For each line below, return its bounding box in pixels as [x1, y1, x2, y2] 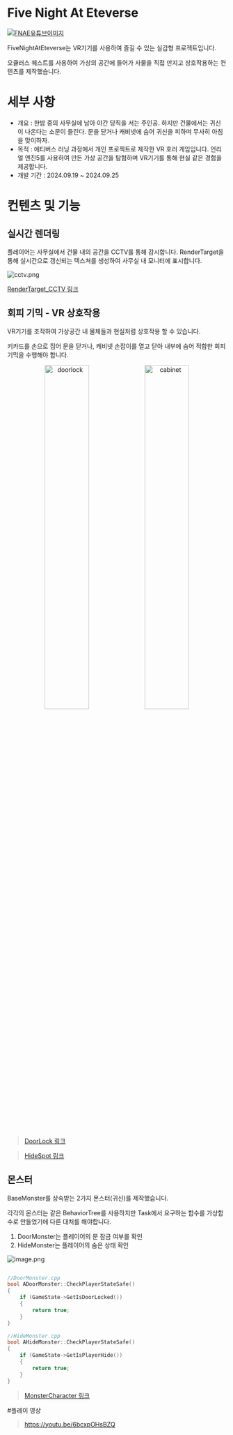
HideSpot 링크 [24, 1151, 65, 1159]
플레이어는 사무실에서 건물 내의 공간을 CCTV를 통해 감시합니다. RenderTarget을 [7, 248, 225, 256]
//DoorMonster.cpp [7, 1275, 61, 1282]
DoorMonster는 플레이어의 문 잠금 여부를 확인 [17, 1232, 143, 1240]
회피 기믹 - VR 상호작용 [7, 307, 101, 319]
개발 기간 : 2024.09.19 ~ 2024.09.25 [17, 171, 120, 179]
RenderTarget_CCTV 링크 [7, 285, 79, 293]
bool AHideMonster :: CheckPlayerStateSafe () [7, 1339, 136, 1346]
